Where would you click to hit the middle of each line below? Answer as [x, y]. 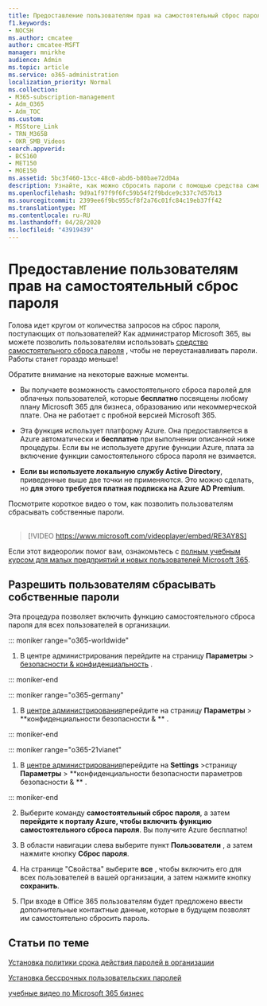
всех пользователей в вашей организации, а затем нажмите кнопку [135, 877]
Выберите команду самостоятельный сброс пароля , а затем [125, 813]
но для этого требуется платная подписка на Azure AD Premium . [132, 488]
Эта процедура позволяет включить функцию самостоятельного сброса [132, 616]
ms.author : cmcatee [41, 38]
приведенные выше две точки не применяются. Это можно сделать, [137, 480]
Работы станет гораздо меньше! [63, 359]
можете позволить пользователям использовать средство [108, 342]
